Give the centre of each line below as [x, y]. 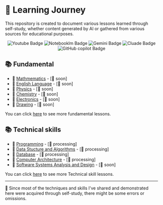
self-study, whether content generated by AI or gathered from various [75, 28]
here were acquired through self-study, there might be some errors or [75, 193]
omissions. [16, 198]
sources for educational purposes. [40, 34]
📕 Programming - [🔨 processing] [44, 144]
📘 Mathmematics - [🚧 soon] [40, 78]
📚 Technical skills [33, 130]
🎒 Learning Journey [45, 10]
